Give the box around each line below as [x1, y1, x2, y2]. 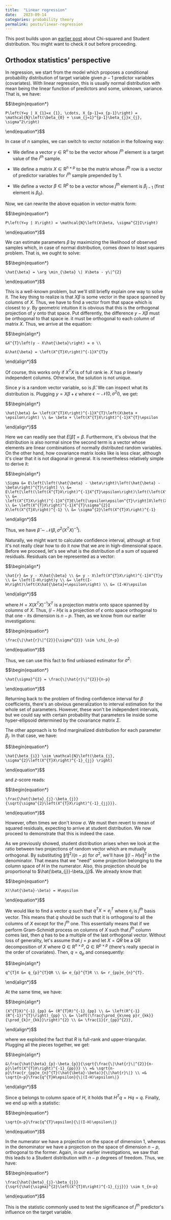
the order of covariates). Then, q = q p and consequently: [5, 949, 125, 956]
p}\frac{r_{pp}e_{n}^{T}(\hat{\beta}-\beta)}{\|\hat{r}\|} [5, 1070, 133, 1075]
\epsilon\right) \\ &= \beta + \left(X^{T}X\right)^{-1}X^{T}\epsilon [5, 415, 158, 420]
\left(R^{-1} [112, 1008, 140, 1013]
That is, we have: [5, 91, 41, 97]
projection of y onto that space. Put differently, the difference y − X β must [5, 310, 160, 316]
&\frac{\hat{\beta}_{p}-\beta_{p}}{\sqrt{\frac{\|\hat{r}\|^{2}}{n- [5, 1061, 154, 1066]
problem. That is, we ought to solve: [5, 250, 80, 256]
